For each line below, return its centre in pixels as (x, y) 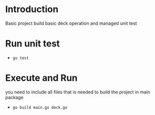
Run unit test (32, 44)
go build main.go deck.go (40, 107)
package (14, 97)
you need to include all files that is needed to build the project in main (78, 92)
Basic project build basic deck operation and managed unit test (71, 23)
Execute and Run (41, 78)
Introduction (32, 9)
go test (21, 58)
